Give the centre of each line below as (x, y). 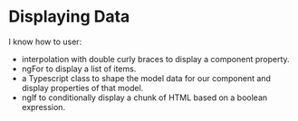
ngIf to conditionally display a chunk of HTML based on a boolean (144, 98)
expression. (43, 107)
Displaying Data (69, 17)
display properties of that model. (82, 88)
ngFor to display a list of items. (79, 69)
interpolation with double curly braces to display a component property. (156, 59)
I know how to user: (45, 42)
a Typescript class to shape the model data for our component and (146, 78)
